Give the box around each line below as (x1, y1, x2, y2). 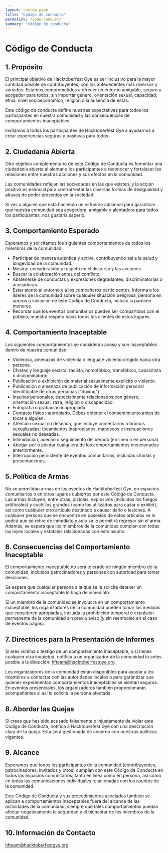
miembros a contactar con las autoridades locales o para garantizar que (5, 674, 154, 680)
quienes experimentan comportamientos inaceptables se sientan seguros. (5, 679, 158, 686)
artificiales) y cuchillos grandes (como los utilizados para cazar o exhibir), (5, 501, 158, 507)
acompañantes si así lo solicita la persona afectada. (5, 690, 112, 696)
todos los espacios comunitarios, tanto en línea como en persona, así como (5, 772, 161, 778)
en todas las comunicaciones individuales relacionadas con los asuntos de (5, 778, 159, 784)
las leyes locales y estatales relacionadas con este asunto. (5, 528, 126, 534)
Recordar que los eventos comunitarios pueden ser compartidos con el (12, 308, 159, 314)
